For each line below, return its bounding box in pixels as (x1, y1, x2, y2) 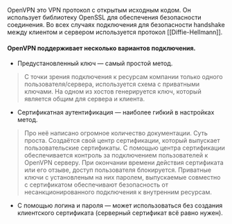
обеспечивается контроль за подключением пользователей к (24, 151, 208, 160)
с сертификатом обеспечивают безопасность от (24, 180, 168, 189)
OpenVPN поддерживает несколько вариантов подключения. (7, 44, 196, 52)
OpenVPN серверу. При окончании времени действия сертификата (24, 159, 224, 167)
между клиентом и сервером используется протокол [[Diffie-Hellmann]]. (7, 28, 223, 36)
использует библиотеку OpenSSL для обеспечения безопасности (7, 13, 202, 21)
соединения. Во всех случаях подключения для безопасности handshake (7, 21, 225, 28)
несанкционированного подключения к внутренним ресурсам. (24, 188, 213, 196)
